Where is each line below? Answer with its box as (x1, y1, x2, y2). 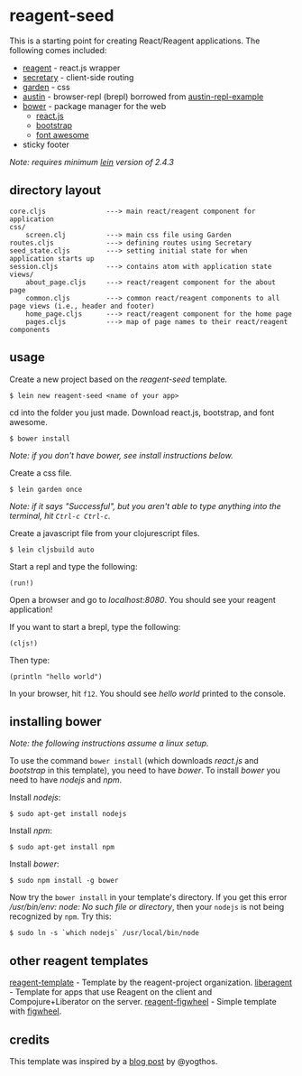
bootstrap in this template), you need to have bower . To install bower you (9, 765, 281, 776)
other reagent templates (9, 953, 149, 969)
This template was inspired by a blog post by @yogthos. (9, 1056, 218, 1066)
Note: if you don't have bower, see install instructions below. (9, 450, 233, 460)
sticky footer (22, 139, 70, 150)
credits (9, 1032, 50, 1047)
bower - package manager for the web (22, 100, 167, 111)
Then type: (9, 654, 50, 665)
